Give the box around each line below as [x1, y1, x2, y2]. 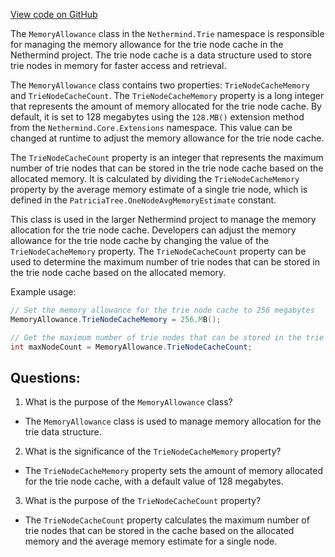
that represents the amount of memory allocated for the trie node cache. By [10, 100, 322, 112]
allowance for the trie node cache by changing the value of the [10, 235, 270, 246]
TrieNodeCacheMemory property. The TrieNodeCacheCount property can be [10, 245, 307, 257]
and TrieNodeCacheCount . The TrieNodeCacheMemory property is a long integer [10, 90, 325, 101]
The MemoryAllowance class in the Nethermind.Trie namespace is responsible [10, 28, 325, 39]
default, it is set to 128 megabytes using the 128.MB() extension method [10, 111, 305, 123]
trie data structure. [24, 426, 102, 438]
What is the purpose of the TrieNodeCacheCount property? [24, 495, 262, 507]
